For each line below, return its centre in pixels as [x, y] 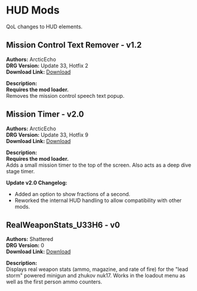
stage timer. [21, 171]
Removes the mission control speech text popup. [65, 95]
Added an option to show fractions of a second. [72, 194]
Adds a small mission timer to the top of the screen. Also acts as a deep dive [99, 165]
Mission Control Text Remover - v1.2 [74, 45]
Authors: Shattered [30, 239]
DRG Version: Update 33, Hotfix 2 [47, 65]
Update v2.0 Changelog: [37, 183]
